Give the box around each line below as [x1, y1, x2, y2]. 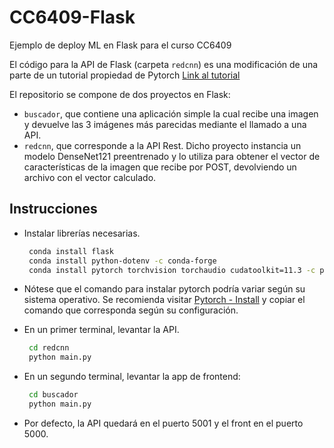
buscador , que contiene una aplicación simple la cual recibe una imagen [23, 107, 319, 120]
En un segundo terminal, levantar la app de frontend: [23, 371, 241, 383]
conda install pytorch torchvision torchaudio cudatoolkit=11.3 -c [28, 265, 316, 275]
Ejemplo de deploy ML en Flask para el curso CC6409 [9, 39, 232, 51]
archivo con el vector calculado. [23, 171, 157, 183]
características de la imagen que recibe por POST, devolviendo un [23, 161, 297, 173]
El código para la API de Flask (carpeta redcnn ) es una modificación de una [9, 58, 319, 70]
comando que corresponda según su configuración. [23, 304, 239, 316]
